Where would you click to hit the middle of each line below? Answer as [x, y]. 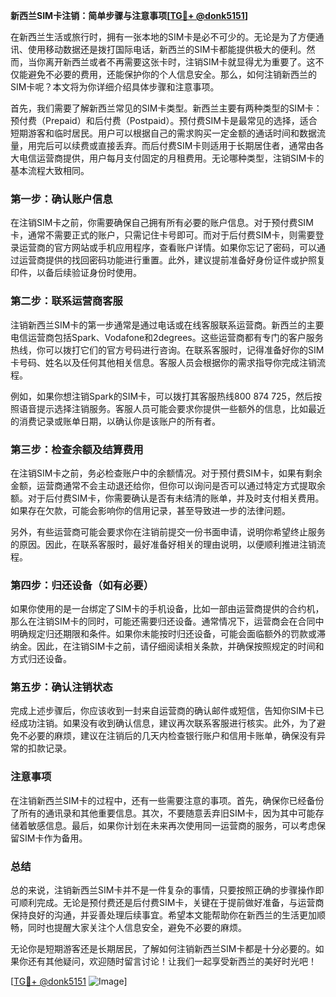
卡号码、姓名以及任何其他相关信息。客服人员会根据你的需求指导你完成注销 [163, 362]
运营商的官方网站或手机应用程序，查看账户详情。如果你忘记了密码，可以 [167, 248]
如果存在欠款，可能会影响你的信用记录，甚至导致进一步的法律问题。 [150, 510]
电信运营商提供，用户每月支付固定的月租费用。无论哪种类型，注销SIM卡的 [171, 158]
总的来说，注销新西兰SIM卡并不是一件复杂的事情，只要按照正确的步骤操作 [163, 890]
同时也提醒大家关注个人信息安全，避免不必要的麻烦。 [137, 928]
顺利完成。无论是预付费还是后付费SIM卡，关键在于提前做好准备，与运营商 [171, 903]
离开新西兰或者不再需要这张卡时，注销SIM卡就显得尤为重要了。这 [180, 62]
